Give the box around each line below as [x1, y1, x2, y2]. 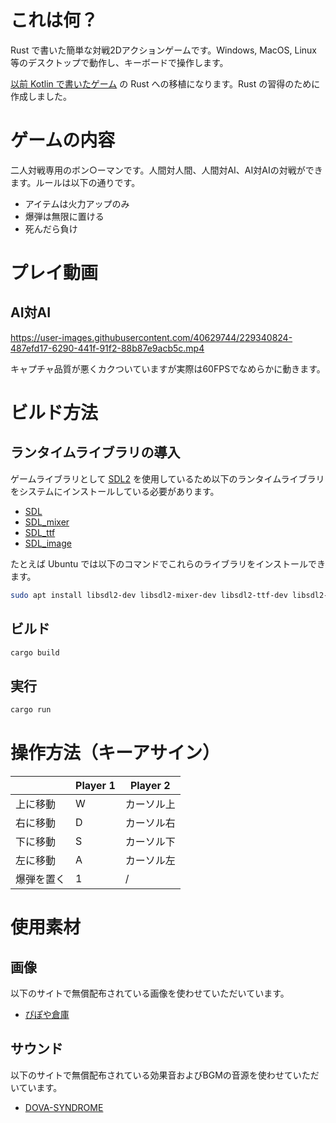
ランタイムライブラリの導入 [10, 444, 181, 461]
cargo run [10, 705, 52, 715]
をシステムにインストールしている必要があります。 [10, 485, 220, 497]
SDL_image [24, 537, 72, 549]
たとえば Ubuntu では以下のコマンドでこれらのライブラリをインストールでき [10, 557, 326, 570]
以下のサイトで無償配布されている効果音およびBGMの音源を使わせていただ [10, 1069, 320, 1081]
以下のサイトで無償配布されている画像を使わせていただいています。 [10, 987, 290, 1000]
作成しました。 [10, 90, 72, 102]
